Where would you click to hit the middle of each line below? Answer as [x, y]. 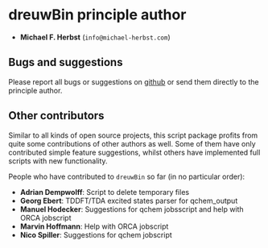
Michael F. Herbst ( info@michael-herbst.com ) [95, 37]
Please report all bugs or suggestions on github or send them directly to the [134, 81]
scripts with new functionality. [58, 161]
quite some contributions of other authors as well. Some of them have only [132, 143]
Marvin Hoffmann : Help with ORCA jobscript [94, 226]
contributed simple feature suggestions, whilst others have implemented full [134, 152]
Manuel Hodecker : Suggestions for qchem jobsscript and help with [132, 209]
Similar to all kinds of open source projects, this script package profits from [133, 135]
